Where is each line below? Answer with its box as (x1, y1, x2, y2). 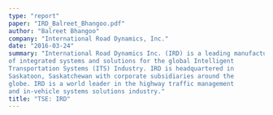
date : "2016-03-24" (8, 42, 75, 50)
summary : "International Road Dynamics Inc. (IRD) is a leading (8, 49, 231, 57)
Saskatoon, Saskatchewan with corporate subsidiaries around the (8, 72, 234, 80)
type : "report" (8, 11, 60, 20)
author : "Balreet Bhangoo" (8, 27, 100, 35)
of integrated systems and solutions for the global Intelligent (8, 57, 234, 66)
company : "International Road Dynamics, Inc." (8, 34, 169, 43)
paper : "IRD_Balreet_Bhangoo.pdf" (8, 19, 126, 28)
